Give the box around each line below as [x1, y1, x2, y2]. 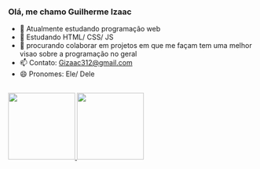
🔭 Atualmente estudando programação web [19, 24, 161, 34]
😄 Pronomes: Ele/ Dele [19, 69, 95, 79]
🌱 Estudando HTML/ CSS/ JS [19, 32, 114, 42]
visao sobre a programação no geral [19, 50, 137, 59]
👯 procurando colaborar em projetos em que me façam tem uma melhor [19, 41, 253, 50]
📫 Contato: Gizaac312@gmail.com [19, 58, 133, 68]
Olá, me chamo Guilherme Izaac [8, 6, 132, 17]
